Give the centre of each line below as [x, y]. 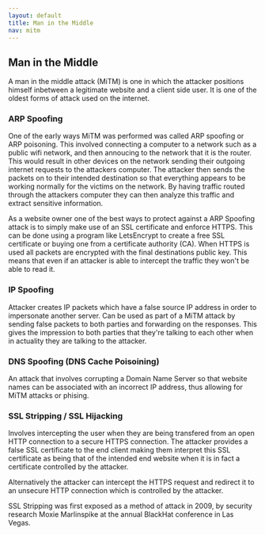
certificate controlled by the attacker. [68, 467]
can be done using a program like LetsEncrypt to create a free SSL [117, 235]
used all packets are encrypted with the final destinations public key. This [128, 252]
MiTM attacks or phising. [49, 396]
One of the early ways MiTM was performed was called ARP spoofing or [126, 136]
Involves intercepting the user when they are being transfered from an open [132, 434]
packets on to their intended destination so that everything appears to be [127, 178]
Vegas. [19, 523]
